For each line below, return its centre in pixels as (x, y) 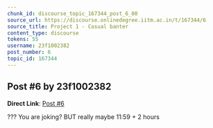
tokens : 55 (23, 39)
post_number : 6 (29, 53)
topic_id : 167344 (32, 59)
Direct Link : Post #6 (36, 103)
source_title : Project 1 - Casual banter (68, 26)
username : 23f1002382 (39, 46)
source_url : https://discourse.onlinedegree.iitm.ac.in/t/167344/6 (107, 20)
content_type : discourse (43, 33)
